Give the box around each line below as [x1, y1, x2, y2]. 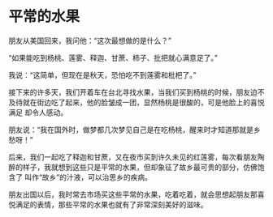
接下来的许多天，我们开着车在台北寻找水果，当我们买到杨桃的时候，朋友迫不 [8, 87, 265, 97]
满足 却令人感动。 [8, 107, 67, 117]
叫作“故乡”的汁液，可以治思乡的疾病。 [24, 172, 153, 182]
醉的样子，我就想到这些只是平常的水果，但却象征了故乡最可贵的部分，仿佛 [8, 162, 258, 172]
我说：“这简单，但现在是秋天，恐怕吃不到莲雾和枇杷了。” [8, 70, 197, 79]
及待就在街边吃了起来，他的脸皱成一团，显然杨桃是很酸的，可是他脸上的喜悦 [8, 97, 265, 107]
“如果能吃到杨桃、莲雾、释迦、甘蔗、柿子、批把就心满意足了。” [8, 53, 218, 62]
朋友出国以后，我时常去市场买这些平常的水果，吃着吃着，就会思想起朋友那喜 [8, 189, 265, 199]
